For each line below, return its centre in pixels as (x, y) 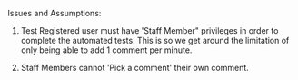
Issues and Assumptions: (55, 13)
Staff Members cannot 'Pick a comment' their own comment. (135, 68)
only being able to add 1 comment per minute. (106, 50)
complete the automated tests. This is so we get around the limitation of (155, 40)
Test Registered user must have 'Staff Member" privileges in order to (149, 30)
